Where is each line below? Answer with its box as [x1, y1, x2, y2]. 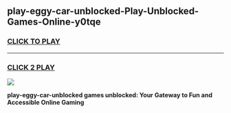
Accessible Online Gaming [7, 98, 85, 106]
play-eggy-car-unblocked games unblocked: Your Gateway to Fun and [7, 90, 213, 99]
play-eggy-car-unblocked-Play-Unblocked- [7, 5, 199, 17]
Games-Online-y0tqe [7, 16, 101, 28]
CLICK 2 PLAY [7, 62, 55, 72]
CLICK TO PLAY [7, 37, 60, 47]
